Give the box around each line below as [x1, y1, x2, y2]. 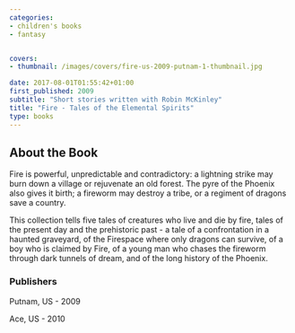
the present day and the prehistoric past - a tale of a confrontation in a [9, 224, 270, 235]
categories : [9, 13, 54, 22]
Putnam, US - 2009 [9, 295, 81, 306]
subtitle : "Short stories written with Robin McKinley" [9, 95, 222, 104]
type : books [9, 111, 54, 121]
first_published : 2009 [9, 87, 94, 96]
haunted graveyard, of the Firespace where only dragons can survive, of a [9, 234, 284, 245]
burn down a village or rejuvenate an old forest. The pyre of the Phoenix [9, 179, 275, 189]
